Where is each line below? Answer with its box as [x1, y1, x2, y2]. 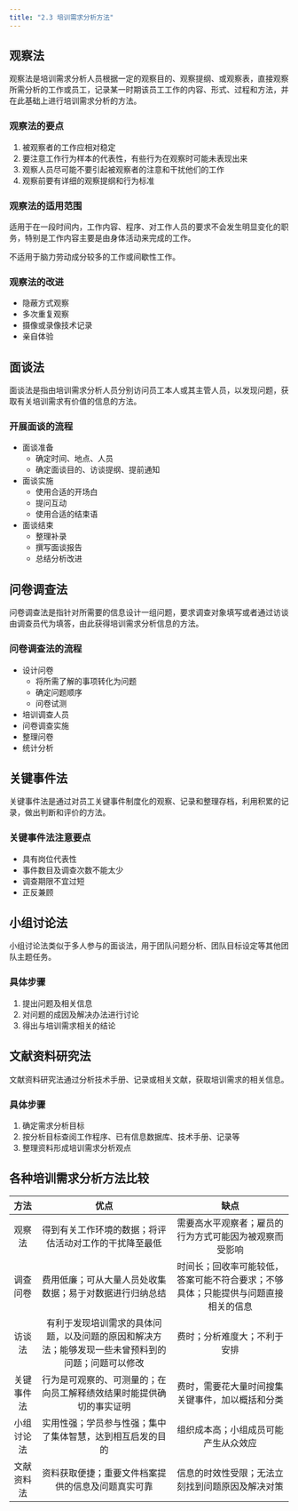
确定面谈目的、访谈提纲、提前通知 [35, 464, 161, 476]
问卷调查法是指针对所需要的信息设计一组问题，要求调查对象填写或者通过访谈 [9, 607, 289, 618]
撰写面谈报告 [35, 542, 82, 553]
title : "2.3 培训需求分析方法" [9, 12, 114, 22]
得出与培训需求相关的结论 [21, 1019, 116, 1031]
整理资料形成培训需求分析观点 [21, 1142, 131, 1153]
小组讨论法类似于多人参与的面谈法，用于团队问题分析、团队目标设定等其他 [9, 940, 281, 951]
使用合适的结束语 [35, 508, 98, 520]
